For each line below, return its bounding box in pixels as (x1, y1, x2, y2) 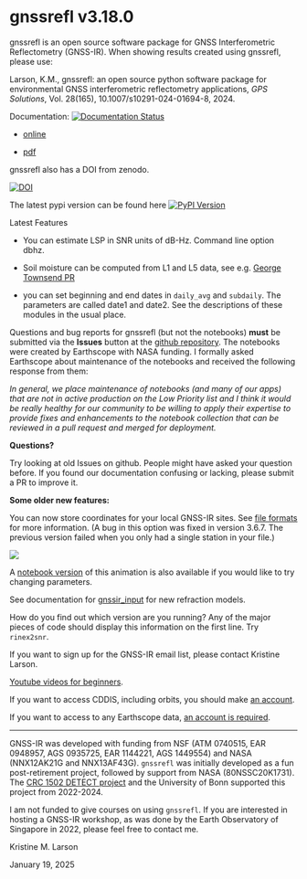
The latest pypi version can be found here (9, 199, 167, 210)
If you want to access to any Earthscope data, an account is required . (9, 711, 271, 723)
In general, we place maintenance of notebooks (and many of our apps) (9, 383, 281, 394)
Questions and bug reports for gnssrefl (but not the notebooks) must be (9, 326, 281, 337)
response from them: (9, 365, 89, 376)
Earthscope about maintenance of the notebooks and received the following (9, 355, 296, 366)
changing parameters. (9, 576, 93, 587)
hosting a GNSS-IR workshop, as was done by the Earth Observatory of (9, 813, 279, 824)
